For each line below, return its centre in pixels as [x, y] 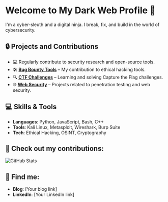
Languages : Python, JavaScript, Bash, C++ [58, 121]
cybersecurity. [20, 30]
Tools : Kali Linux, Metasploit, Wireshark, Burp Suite [66, 127]
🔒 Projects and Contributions [52, 47]
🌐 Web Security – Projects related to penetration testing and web [81, 84]
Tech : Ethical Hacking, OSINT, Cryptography [60, 133]
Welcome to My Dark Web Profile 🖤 [81, 10]
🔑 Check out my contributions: [55, 148]
